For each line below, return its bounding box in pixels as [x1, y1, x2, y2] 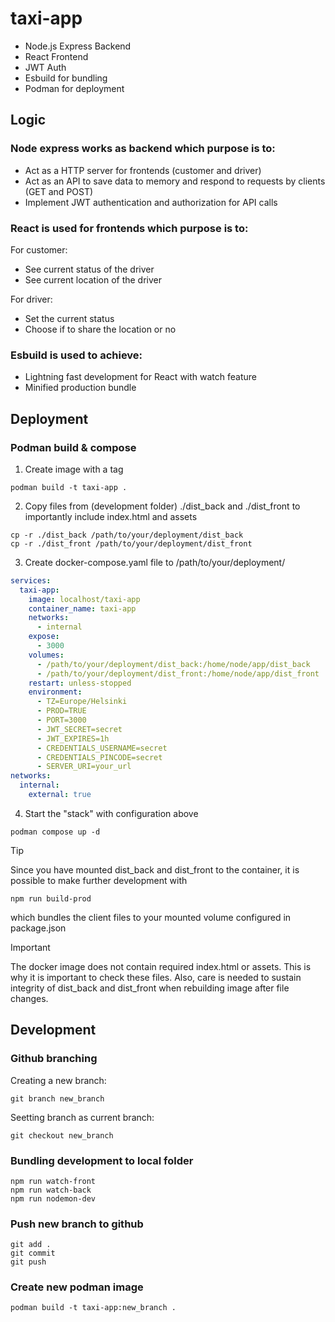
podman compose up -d [10, 827, 101, 837]
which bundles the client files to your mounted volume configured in [10, 911, 292, 923]
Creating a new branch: [10, 1074, 107, 1086]
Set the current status [24, 312, 115, 324]
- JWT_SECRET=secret [36, 724, 123, 734]
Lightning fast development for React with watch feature [24, 371, 257, 383]
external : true [28, 790, 92, 800]
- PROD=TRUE [36, 706, 87, 716]
